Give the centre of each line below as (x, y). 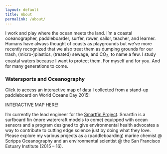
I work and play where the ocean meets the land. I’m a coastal (69, 33)
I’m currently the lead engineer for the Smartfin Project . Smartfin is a (75, 115)
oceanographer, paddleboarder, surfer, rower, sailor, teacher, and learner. (81, 38)
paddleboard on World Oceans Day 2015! (47, 95)
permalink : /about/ (25, 19)
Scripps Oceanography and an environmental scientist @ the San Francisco (83, 141)
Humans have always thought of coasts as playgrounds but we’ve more (79, 44)
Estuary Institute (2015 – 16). (34, 146)
